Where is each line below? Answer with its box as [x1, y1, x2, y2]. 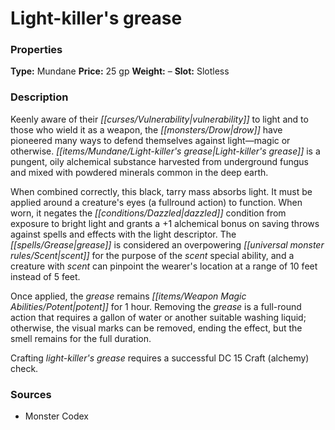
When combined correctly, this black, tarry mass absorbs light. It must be [10, 185, 313, 197]
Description [10, 90, 69, 104]
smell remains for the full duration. [10, 332, 152, 344]
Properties [10, 43, 63, 57]
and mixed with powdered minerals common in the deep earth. [10, 166, 269, 178]
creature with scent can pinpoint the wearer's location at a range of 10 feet [10, 260, 318, 272]
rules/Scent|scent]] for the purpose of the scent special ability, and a [10, 249, 295, 261]
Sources [10, 387, 52, 401]
